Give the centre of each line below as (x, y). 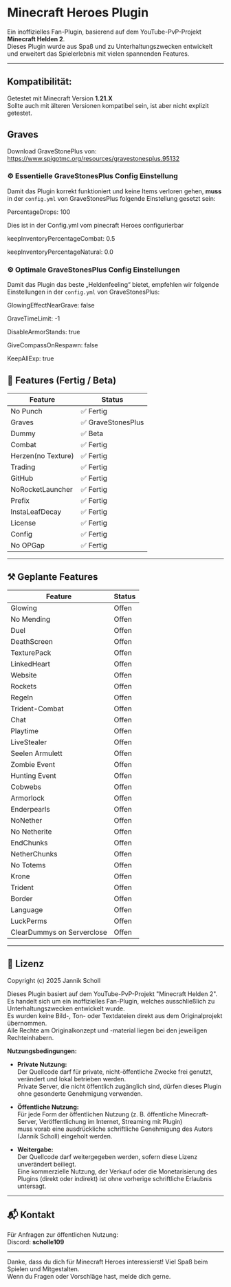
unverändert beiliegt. (47, 1164)
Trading (23, 467)
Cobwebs (26, 787)
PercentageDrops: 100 (39, 212)
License (23, 523)
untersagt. (32, 1186)
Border (22, 898)
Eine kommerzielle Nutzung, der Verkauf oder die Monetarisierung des (117, 1171)
